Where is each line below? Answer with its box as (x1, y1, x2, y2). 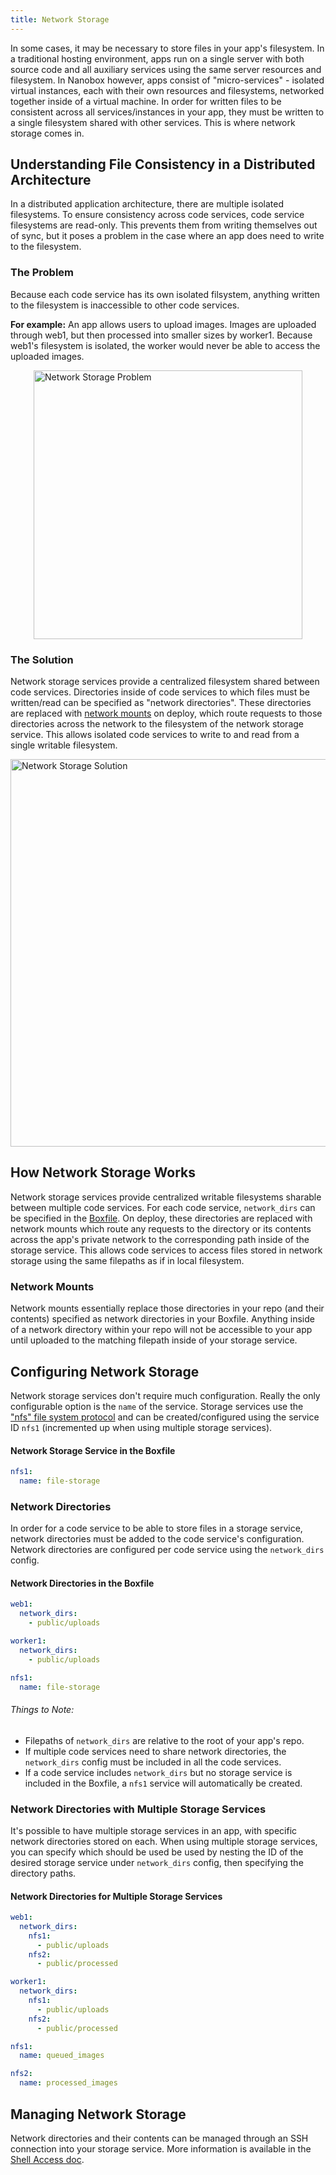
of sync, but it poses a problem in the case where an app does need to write (10, 230, 325, 242)
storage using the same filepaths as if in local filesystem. (10, 1254, 245, 1266)
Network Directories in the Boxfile (10, 1577, 155, 1589)
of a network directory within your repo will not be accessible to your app (10, 1324, 313, 1336)
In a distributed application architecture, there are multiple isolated (10, 198, 284, 210)
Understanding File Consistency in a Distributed (10, 156, 316, 173)
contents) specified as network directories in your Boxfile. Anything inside (10, 1313, 315, 1325)
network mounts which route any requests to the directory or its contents (10, 1222, 312, 1235)
